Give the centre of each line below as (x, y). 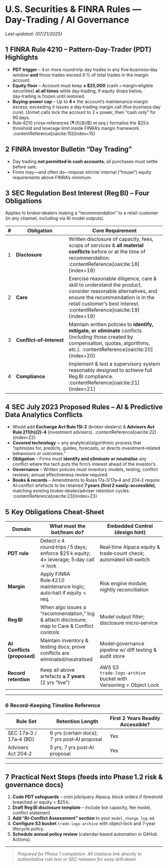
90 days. (21, 117)
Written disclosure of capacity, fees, (111, 239)
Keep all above (57, 670)
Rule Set (26, 721)
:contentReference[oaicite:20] (117, 350)
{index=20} (82, 356)
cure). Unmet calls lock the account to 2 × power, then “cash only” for (84, 112)
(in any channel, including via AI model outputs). (55, 218)
